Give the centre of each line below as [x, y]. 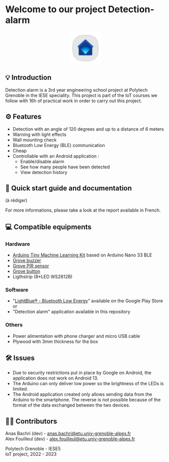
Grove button [26, 271]
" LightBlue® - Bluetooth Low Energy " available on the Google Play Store [88, 301]
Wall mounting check [35, 140]
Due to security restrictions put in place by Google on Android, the [82, 373]
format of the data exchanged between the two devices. [71, 405]
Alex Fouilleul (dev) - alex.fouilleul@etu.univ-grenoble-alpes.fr [70, 439]
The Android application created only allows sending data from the [82, 394]
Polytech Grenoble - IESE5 [33, 449]
